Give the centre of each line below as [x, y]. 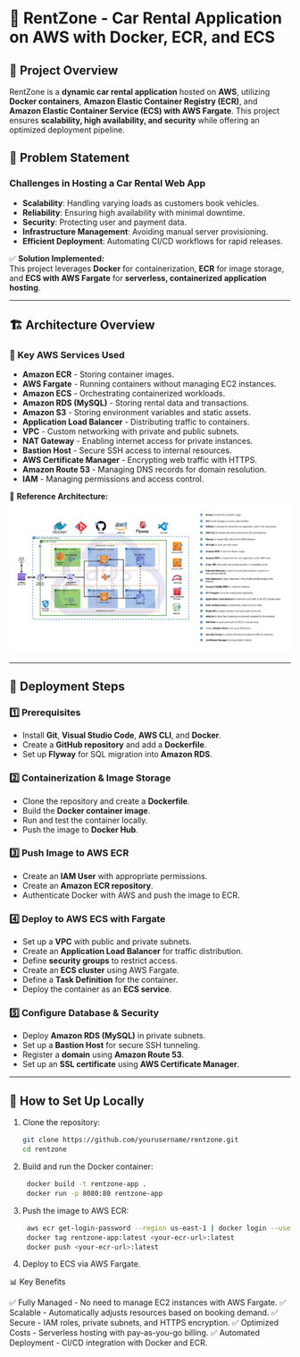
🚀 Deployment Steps [67, 686]
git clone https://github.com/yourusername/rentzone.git [130, 1140]
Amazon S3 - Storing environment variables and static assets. [137, 413]
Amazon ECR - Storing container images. [98, 374]
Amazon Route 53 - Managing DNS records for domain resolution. [144, 470]
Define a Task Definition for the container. [100, 980]
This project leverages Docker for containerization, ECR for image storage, [147, 269]
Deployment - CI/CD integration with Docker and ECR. [108, 1343]
